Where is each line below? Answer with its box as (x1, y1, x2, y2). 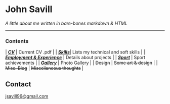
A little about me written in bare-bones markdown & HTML (5, 20, 127, 26)
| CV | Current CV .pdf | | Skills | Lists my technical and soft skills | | (5, 49, 146, 55)
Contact (5, 80, 31, 88)
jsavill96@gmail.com (5, 93, 49, 99)
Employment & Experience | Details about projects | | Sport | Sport (5, 55, 146, 61)
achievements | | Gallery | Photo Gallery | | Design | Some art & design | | (5, 60, 158, 66)
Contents (5, 37, 29, 44)
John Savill (5, 4, 53, 15)
